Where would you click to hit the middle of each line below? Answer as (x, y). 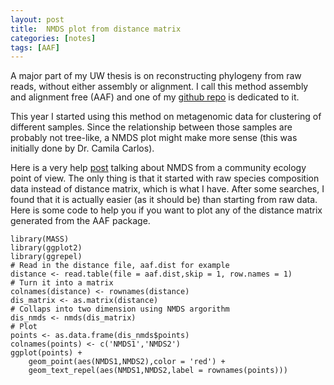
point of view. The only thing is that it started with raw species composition (165, 178)
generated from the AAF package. (80, 221)
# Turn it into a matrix (62, 283)
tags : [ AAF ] (35, 47)
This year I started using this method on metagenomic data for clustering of (166, 117)
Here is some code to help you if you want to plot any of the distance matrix (166, 210)
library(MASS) (40, 239)
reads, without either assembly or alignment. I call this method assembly (159, 87)
